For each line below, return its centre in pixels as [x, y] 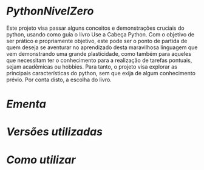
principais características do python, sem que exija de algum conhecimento [101, 73]
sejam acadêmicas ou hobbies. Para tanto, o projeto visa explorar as [92, 66]
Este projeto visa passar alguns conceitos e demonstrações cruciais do [95, 28]
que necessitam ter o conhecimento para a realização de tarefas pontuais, [99, 60]
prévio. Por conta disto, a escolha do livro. [59, 80]
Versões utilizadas [55, 132]
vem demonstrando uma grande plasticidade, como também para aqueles [99, 53]
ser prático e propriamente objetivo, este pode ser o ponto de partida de [97, 41]
